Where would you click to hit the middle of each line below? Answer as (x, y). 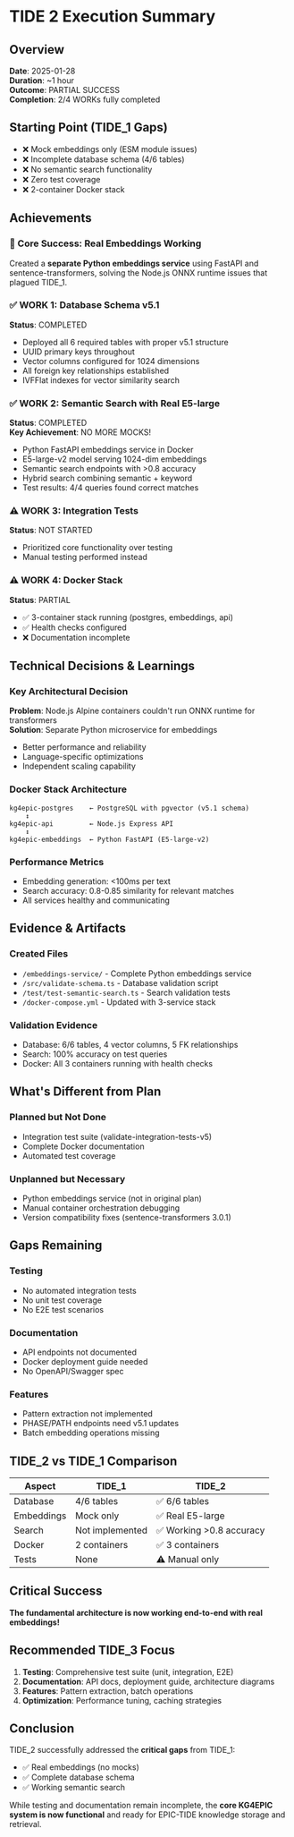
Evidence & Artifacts (68, 928)
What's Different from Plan (85, 1092)
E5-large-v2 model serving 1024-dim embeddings (114, 459)
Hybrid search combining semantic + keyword (107, 478)
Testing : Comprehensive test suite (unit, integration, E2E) (128, 1671)
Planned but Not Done (58, 1118)
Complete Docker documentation (83, 1146)
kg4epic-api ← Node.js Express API (92, 824)
